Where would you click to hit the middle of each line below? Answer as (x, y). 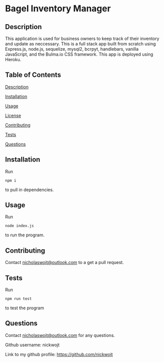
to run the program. (25, 235)
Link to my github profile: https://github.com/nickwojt (59, 354)
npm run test (18, 299)
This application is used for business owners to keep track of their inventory (82, 38)
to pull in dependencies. (30, 190)
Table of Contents (33, 75)
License (13, 115)
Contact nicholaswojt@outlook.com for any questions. (60, 335)
